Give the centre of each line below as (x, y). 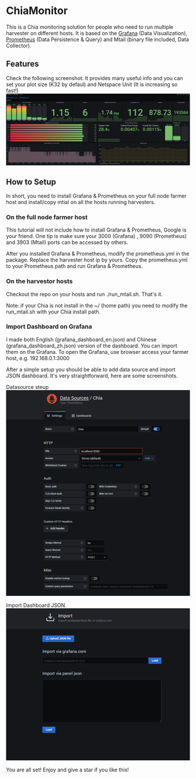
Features (22, 64)
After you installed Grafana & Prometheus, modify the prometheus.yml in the (98, 254)
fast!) (12, 90)
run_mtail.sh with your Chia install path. (53, 312)
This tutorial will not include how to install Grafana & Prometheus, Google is (96, 230)
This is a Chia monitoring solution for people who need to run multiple (90, 27)
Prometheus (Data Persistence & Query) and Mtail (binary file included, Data (98, 39)
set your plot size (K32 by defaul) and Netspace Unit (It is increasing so (92, 84)
